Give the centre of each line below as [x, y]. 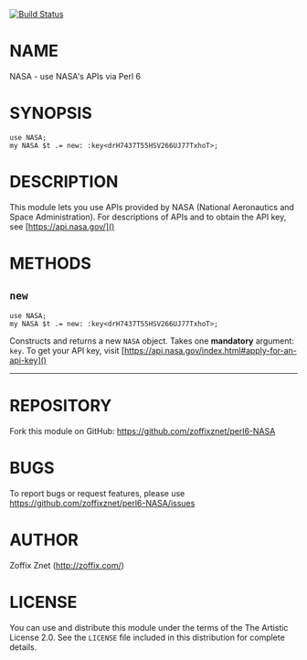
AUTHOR [44, 540]
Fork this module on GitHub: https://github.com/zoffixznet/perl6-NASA [143, 431]
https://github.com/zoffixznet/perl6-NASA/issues [102, 503]
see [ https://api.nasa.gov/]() [62, 226]
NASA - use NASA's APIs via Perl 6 [75, 76]
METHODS [50, 263]
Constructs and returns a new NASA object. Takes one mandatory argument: [152, 341]
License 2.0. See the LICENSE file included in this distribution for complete [147, 637]
